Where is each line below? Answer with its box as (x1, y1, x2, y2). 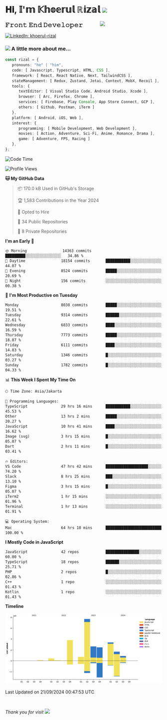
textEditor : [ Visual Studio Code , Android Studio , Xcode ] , (18, 89, 149, 94)
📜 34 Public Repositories (17, 218, 68, 224)
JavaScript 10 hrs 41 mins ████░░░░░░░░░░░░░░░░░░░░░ (5, 424, 162, 429)
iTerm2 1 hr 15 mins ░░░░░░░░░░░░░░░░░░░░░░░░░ (5, 494, 162, 499)
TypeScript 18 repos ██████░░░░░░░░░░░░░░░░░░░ (5, 559, 162, 564)
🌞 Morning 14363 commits (5, 248, 92, 253)
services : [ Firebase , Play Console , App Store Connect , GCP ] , (18, 100, 155, 105)
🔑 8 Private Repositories (17, 228, 67, 234)
